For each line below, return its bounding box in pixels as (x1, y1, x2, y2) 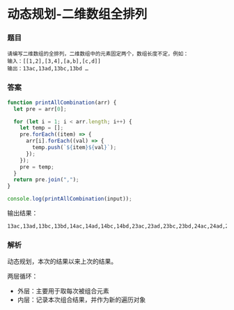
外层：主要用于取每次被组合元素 (17, 287, 109, 295)
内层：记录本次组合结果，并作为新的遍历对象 (17, 295, 146, 304)
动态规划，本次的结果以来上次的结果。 (7, 257, 117, 265)
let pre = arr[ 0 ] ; (13, 105, 68, 112)
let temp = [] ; (19, 125, 64, 132)
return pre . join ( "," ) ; (13, 176, 79, 183)
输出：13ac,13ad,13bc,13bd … (7, 65, 89, 72)
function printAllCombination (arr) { (7, 99, 117, 106)
